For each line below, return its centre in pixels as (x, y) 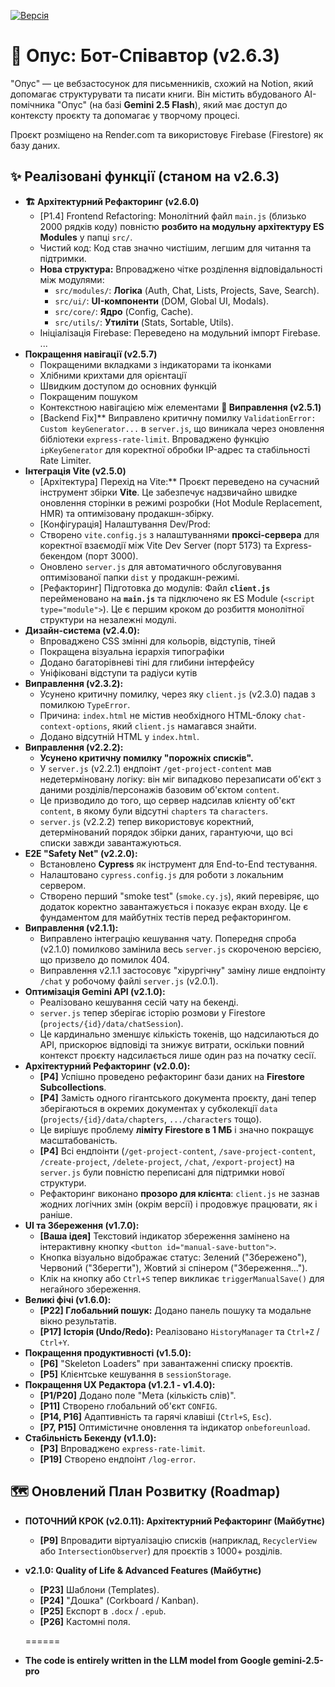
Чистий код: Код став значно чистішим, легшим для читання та (175, 247)
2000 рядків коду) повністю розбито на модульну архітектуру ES (182, 226)
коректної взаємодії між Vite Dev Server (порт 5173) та (156, 545)
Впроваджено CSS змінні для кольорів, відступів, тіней (157, 641)
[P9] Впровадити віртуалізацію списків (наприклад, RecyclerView (178, 1540)
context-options (73, 726)
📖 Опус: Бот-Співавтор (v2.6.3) (145, 56)
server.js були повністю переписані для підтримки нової (162, 1172)
